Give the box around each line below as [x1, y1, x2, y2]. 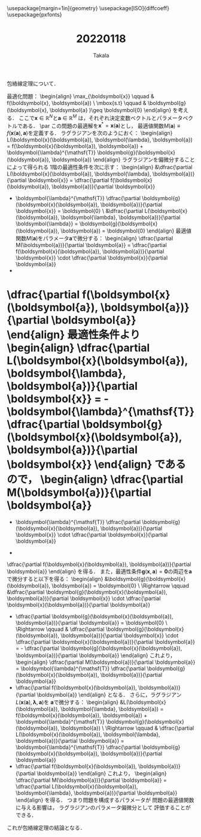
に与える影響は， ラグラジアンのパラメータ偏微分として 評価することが [15, 804, 191, 811]
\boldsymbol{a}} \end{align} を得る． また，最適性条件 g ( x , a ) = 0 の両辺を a [7, 568, 192, 575]
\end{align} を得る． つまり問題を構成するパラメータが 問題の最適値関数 [15, 796, 194, 804]
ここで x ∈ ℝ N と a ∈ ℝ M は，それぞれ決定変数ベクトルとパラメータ [18, 113, 183, 121]
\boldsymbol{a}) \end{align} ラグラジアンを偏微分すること [51, 156, 196, 163]
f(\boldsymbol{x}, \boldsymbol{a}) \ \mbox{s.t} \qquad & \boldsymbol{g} [7, 99, 186, 106]
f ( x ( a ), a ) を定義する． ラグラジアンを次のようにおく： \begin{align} [7, 130, 173, 137]
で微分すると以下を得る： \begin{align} [7, 576, 103, 583]
